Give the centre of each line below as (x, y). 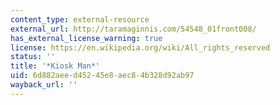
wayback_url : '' (44, 85)
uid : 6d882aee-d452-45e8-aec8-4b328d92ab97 (102, 76)
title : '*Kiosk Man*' (55, 66)
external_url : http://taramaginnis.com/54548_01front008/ (133, 29)
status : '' (33, 57)
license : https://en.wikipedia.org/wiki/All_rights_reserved (140, 47)
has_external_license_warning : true (86, 38)
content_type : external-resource (80, 19)
